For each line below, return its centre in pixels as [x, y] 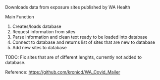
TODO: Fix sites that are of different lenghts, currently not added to [74, 57]
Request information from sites [44, 32]
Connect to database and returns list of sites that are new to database [83, 42]
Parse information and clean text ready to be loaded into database [80, 37]
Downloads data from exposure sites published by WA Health [68, 7]
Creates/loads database [37, 26]
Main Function [20, 17]
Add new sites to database [39, 47]
